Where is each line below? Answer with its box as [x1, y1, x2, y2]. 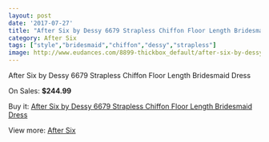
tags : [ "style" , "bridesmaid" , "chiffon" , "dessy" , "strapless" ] [8, 41, 217, 49]
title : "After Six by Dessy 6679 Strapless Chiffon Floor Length [8, 26, 231, 34]
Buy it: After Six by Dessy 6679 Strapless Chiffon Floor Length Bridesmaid [8, 101, 253, 111]
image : [8, 49, 30, 57]
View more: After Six [8, 125, 76, 135]
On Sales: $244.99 [8, 86, 72, 96]
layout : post [8, 11, 52, 20]
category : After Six [8, 34, 78, 42]
